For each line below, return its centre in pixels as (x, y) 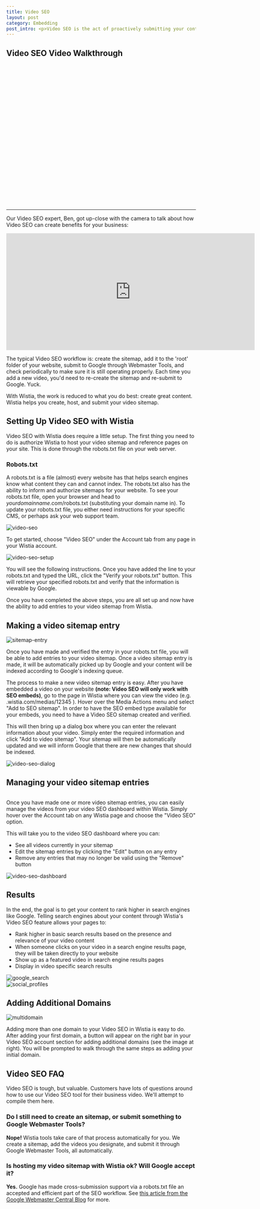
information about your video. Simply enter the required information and (95, 732)
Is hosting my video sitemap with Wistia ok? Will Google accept (101, 1166)
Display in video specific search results (63, 966)
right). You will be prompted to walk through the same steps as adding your (100, 1049)
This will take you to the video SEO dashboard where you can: (83, 833)
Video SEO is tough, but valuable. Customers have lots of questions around (99, 1088)
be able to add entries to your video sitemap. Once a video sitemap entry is (99, 658)
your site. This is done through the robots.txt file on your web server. (91, 449)
